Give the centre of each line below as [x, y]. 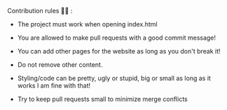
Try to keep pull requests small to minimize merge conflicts [102, 99]
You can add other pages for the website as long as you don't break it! [119, 51]
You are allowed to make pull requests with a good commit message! [116, 38]
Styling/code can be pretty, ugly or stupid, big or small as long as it [114, 78]
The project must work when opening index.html [87, 24]
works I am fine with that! [54, 86]
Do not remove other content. [60, 65]
